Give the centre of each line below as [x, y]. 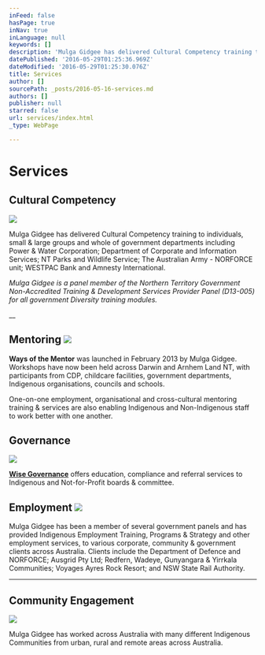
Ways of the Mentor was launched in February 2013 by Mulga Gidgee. [123, 359]
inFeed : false [32, 15]
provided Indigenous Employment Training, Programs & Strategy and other [130, 535]
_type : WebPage [34, 125]
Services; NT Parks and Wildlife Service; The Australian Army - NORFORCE [131, 259]
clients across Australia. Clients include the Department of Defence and [125, 552]
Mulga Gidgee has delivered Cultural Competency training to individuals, [126, 234]
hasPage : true [32, 23]
